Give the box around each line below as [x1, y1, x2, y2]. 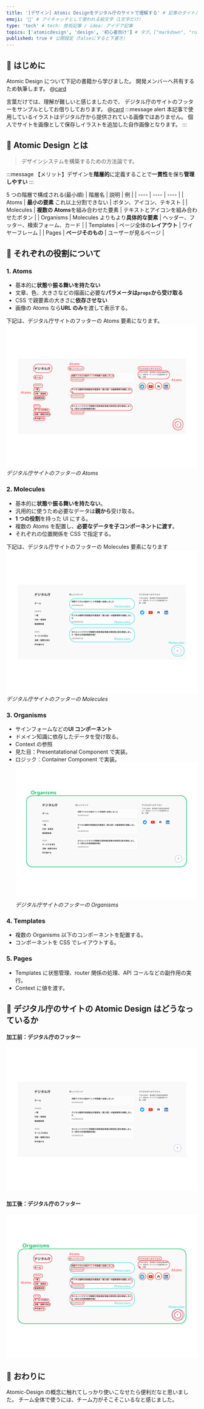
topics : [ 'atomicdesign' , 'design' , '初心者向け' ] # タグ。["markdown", [6, 29, 186, 35]
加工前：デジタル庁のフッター [6, 1033, 81, 1040]
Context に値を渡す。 [15, 984, 69, 992]
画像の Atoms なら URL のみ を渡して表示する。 [15, 304, 131, 312]
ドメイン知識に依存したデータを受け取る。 [15, 733, 122, 741]
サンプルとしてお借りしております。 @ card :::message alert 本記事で [16, 105, 188, 112]
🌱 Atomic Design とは [6, 140, 88, 151]
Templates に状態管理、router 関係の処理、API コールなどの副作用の [15, 969, 186, 976]
